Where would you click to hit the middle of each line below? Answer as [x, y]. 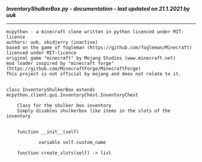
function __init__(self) [48, 132]
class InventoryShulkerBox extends [51, 90]
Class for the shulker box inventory [64, 105]
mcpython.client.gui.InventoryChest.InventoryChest [72, 95]
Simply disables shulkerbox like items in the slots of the [94, 111]
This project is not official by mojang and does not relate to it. [94, 74]
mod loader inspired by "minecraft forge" [60, 63]
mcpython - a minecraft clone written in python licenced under [88, 32]
